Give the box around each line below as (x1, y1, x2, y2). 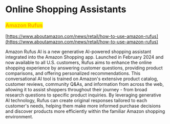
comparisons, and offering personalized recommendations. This (5, 70, 141, 77)
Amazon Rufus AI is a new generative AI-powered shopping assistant (5, 48, 152, 55)
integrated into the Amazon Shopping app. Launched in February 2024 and (5, 54, 164, 60)
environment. (5, 114, 33, 120)
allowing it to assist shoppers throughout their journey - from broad (5, 87, 147, 93)
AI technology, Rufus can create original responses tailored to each (5, 97, 147, 104)
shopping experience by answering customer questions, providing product (5, 65, 163, 71)
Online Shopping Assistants (5, 4, 126, 15)
